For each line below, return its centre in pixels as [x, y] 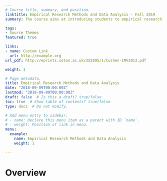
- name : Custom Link [27, 51]
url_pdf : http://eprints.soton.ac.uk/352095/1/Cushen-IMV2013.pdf [76, 60]
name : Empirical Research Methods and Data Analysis [70, 138]
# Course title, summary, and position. [48, 10]
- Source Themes [22, 33]
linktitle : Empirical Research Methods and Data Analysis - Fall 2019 [80, 14]
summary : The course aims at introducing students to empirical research [84, 19]
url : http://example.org [35, 55]
